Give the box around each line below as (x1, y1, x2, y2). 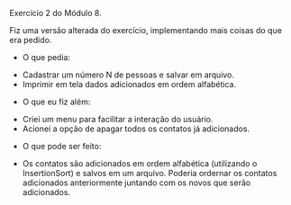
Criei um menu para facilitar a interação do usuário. (22, 114, 214, 124)
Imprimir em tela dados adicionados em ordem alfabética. (22, 79, 237, 89)
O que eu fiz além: (22, 96, 91, 107)
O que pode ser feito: (22, 141, 102, 151)
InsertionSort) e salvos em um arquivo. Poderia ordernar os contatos (22, 168, 277, 178)
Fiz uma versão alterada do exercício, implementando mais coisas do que (9, 25, 282, 35)
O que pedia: (22, 52, 70, 62)
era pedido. (9, 35, 52, 45)
